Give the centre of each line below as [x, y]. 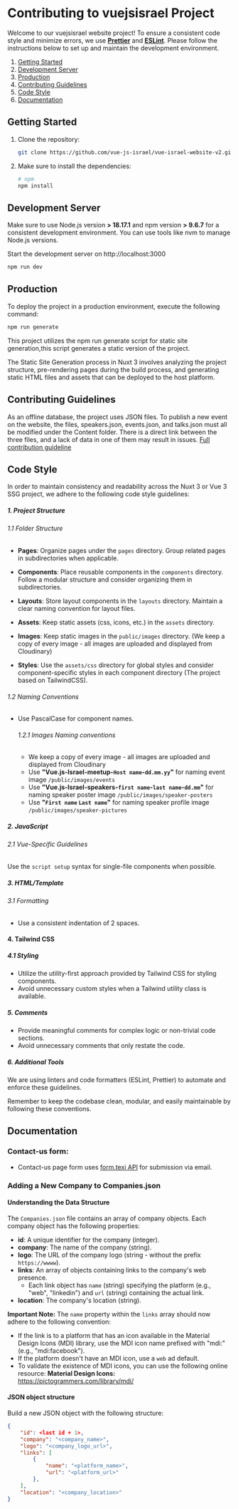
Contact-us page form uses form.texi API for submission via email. [115, 1167]
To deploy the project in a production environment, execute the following [114, 306]
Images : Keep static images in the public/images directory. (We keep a [121, 636]
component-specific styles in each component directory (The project [119, 672]
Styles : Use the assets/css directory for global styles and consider [116, 665]
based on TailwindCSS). [53, 680]
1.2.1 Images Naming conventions [66, 735]
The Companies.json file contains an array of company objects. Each [107, 1218]
